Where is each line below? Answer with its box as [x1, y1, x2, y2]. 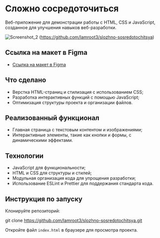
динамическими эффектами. [12, 137, 73, 143]
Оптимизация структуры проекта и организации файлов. [12, 99, 133, 105]
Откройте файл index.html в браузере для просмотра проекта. [5, 227, 138, 233]
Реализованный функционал [5, 114, 100, 122]
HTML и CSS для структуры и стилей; [12, 170, 92, 176]
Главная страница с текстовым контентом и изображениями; [12, 127, 143, 133]
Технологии [5, 152, 43, 160]
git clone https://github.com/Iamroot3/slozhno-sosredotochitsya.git [5, 218, 142, 223]
